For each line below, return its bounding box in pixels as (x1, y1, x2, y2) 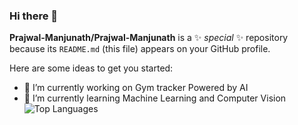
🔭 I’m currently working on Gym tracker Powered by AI (23, 82, 249, 94)
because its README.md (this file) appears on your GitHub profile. (9, 43, 271, 55)
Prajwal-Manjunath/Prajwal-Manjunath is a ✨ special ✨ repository (9, 32, 289, 44)
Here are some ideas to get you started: (9, 62, 174, 74)
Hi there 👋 (9, 9, 59, 23)
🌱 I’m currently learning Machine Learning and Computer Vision (23, 92, 287, 104)
